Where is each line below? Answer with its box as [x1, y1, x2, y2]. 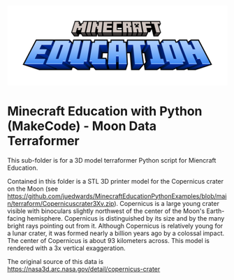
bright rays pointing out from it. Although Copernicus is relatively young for [7, 221, 224, 230]
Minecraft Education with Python [7, 103, 203, 119]
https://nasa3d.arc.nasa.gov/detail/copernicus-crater [7, 265, 161, 273]
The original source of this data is [7, 257, 103, 265]
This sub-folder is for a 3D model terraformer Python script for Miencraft [7, 156, 217, 164]
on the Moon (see [7, 184, 59, 193]
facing [7, 214, 26, 222]
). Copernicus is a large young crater [114, 199, 220, 207]
